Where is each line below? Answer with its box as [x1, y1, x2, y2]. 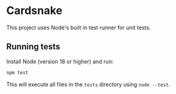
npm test [6, 70, 29, 76]
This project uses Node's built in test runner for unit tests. [6, 24, 151, 31]
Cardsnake [6, 4, 63, 18]
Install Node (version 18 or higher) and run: [6, 57, 114, 65]
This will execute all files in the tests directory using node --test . [6, 81, 171, 88]
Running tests [6, 42, 61, 52]
